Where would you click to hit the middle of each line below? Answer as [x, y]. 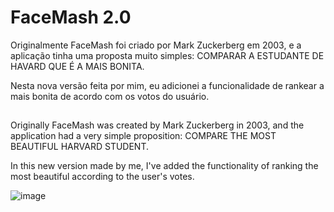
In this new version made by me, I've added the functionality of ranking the [164, 166]
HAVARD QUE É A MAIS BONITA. [77, 66]
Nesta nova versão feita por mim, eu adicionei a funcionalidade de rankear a [167, 85]
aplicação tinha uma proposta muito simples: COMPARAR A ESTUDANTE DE [167, 55]
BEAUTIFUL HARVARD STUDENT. [79, 147]
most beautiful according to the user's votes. [102, 177]
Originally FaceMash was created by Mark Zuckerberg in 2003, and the [157, 125]
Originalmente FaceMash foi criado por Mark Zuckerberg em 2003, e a [156, 45]
